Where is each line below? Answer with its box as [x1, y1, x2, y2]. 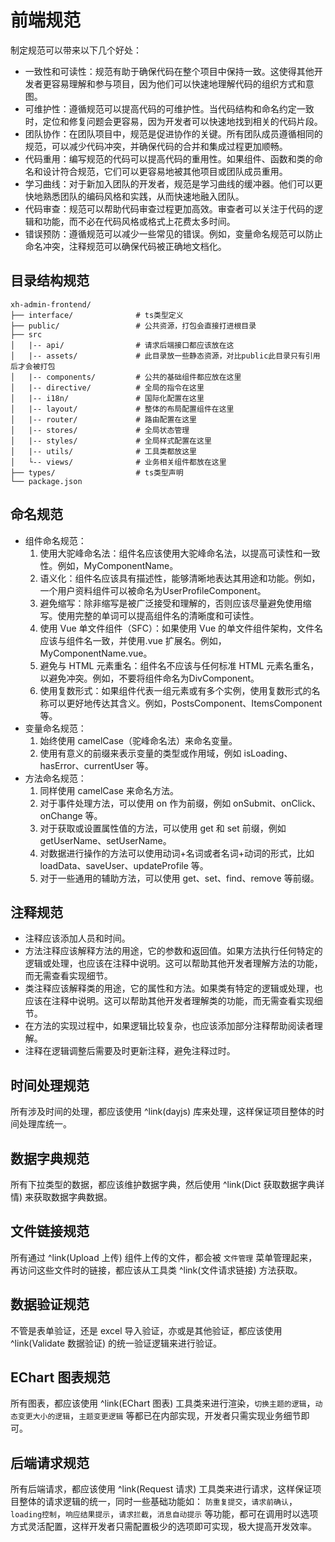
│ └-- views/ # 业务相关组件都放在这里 [10, 457, 227, 467]
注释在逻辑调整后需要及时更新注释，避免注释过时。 [24, 1045, 236, 1057]
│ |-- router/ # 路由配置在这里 [10, 414, 197, 425]
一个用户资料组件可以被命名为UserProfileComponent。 [39, 584, 267, 596]
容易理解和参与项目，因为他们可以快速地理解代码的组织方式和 [51, 77, 306, 90]
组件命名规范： [24, 534, 87, 546]
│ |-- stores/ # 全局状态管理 [10, 425, 190, 435]
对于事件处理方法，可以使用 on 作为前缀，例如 [39, 797, 232, 809]
